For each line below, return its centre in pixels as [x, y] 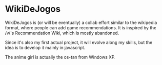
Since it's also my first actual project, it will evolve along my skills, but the [79, 42]
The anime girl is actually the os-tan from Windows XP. [60, 57]
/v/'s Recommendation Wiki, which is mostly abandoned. [62, 33]
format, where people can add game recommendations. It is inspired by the [81, 27]
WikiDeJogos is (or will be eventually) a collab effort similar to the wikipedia [81, 22]
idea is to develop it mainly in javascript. [45, 47]
